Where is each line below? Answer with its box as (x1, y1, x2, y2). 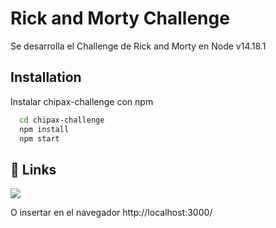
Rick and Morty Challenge (10, 7, 230, 30)
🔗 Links (10, 161, 57, 178)
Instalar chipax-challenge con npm (10, 95, 154, 107)
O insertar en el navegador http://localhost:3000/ (10, 207, 213, 219)
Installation (10, 69, 82, 86)
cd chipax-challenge (19, 115, 105, 125)
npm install (19, 124, 70, 134)
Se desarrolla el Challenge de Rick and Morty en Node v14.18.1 (10, 40, 267, 52)
